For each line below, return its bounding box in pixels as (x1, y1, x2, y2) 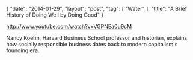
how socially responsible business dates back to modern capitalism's (6, 41, 178, 48)
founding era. (6, 47, 40, 54)
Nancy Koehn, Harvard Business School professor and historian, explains (6, 34, 188, 41)
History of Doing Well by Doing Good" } (6, 11, 104, 18)
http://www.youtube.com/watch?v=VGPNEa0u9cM (6, 23, 132, 30)
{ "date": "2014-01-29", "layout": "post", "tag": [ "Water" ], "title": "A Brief (6, 5, 188, 12)
